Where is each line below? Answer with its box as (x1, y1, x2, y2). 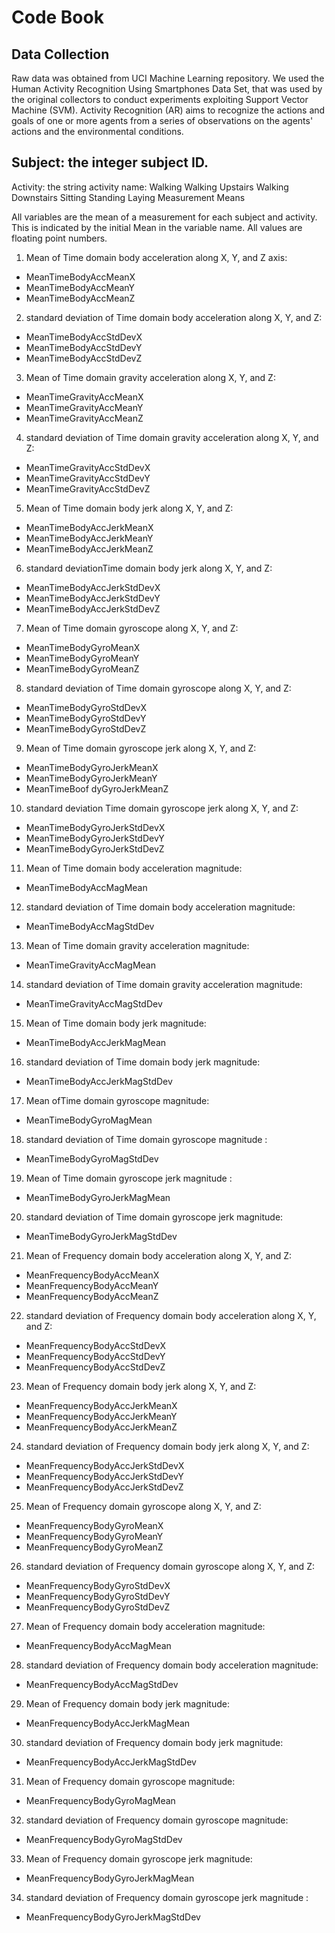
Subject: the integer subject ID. (11, 154, 209, 171)
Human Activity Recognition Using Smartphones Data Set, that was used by (11, 83, 323, 95)
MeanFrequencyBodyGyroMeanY (25, 1530, 164, 1542)
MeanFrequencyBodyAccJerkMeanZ (25, 1421, 178, 1433)
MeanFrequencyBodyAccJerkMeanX (25, 1399, 178, 1411)
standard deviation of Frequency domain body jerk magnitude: (25, 1736, 284, 1748)
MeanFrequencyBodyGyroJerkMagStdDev (25, 1911, 201, 1923)
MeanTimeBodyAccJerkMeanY (25, 532, 154, 544)
